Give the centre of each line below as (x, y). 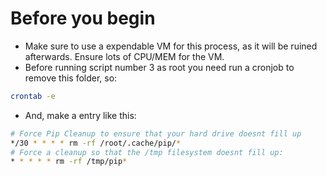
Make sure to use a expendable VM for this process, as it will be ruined (171, 46)
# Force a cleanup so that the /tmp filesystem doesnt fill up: (147, 152)
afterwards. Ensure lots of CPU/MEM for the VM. (124, 56)
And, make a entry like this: (80, 115)
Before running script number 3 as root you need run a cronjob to (159, 67)
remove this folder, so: (71, 78)
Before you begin (83, 18)
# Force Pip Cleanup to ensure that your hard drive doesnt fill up (156, 133)
